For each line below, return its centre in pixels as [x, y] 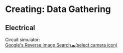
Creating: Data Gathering [58, 9]
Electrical [20, 28]
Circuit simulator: [23, 39]
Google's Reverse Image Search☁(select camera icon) [61, 45]
